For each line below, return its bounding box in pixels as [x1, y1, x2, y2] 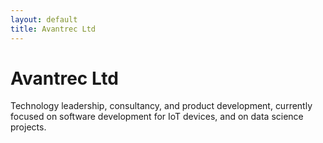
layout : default [10, 14, 78, 25]
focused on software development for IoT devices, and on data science [10, 111, 304, 123]
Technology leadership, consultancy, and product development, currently [10, 100, 313, 112]
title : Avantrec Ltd [10, 24, 97, 34]
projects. [10, 121, 47, 133]
